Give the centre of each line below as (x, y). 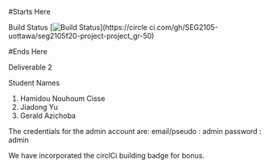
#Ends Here (28, 51)
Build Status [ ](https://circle (78, 27)
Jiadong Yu (39, 107)
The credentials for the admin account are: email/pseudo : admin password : (135, 131)
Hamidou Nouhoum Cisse (62, 99)
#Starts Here (29, 12)
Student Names (34, 83)
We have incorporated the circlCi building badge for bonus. (107, 155)
